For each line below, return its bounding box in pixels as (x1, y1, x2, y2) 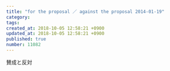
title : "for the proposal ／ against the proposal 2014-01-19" (6, 8, 165, 15)
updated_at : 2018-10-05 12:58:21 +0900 (6, 31, 105, 37)
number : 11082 (6, 42, 41, 48)
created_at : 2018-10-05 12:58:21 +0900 (6, 25, 105, 31)
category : (6, 14, 31, 20)
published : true (6, 36, 46, 42)
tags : (6, 20, 20, 25)
